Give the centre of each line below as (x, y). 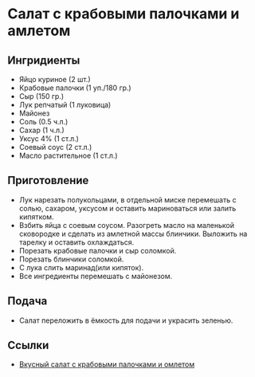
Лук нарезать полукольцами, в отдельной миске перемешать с (127, 199)
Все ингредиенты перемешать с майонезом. (96, 276)
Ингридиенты (44, 60)
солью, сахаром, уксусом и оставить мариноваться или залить (127, 208)
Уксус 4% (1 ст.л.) (49, 139)
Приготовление (48, 181)
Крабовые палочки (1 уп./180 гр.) (75, 88)
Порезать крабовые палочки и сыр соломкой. (98, 250)
